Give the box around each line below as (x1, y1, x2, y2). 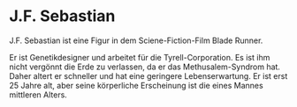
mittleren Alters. (9, 89, 68, 100)
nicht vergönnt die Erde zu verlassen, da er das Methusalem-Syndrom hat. (9, 61, 281, 72)
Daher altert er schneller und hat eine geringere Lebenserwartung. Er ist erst (9, 70, 288, 81)
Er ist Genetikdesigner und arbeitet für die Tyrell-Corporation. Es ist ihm (9, 52, 270, 62)
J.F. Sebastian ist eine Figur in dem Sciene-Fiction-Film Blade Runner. (9, 35, 263, 46)
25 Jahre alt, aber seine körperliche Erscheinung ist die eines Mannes (9, 80, 263, 90)
